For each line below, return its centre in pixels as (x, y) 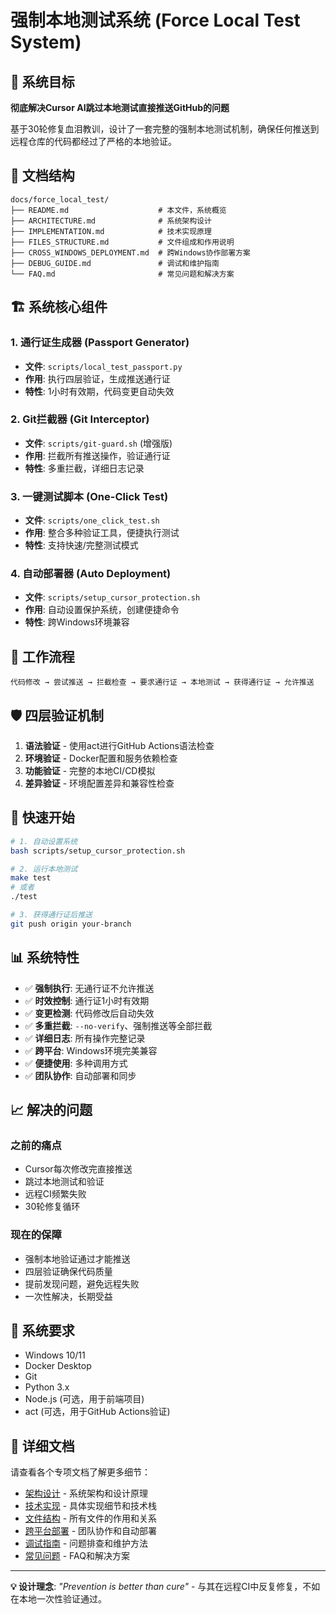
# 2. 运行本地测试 (44, 869)
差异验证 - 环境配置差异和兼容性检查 (99, 783)
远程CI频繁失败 (55, 1194)
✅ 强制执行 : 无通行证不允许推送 (89, 988)
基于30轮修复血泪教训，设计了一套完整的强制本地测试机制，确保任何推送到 (165, 129)
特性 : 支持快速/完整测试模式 (81, 545)
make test (31, 878)
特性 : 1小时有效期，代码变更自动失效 (99, 391)
